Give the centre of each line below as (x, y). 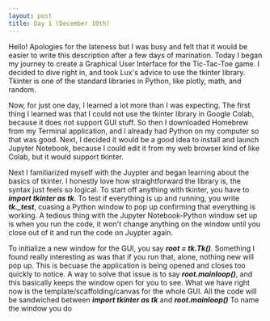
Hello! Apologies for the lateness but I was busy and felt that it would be (128, 46)
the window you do (40, 308)
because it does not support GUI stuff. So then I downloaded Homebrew (129, 122)
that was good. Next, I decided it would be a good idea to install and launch (134, 139)
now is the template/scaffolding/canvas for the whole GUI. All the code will (133, 291)
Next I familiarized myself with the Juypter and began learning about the (129, 172)
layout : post (30, 16)
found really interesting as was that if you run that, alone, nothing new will (131, 256)
